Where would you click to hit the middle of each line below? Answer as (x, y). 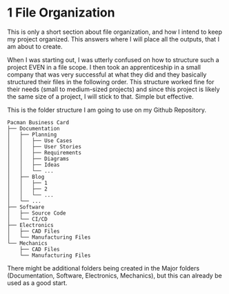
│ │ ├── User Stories (44, 146)
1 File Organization (61, 13)
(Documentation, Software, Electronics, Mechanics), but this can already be (114, 275)
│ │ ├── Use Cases (40, 140)
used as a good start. (37, 283)
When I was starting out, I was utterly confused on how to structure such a (113, 59)
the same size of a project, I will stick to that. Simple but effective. (101, 96)
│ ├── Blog (26, 177)
